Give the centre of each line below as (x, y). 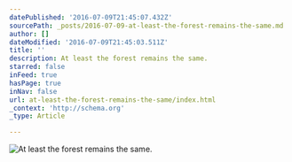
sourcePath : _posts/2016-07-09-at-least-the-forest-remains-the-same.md (146, 26)
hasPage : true (36, 83)
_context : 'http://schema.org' (67, 108)
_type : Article (37, 116)
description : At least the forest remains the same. (109, 58)
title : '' (28, 50)
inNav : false (33, 91)
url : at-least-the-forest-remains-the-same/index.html (113, 100)
